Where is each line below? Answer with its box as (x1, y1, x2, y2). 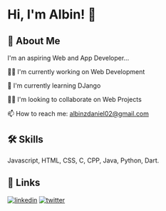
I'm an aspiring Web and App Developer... (7, 53, 130, 62)
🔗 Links (7, 177, 41, 189)
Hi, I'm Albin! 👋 (7, 6, 96, 23)
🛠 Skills (7, 133, 44, 145)
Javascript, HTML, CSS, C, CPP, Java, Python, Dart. (7, 156, 160, 165)
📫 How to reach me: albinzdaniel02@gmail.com (7, 110, 150, 118)
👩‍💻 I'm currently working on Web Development (7, 68, 145, 76)
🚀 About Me (7, 35, 61, 47)
